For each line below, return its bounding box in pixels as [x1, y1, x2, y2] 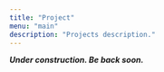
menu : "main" [9, 22, 59, 31]
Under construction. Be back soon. [9, 55, 144, 66]
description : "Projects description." [9, 30, 156, 39]
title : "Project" [9, 13, 75, 22]
